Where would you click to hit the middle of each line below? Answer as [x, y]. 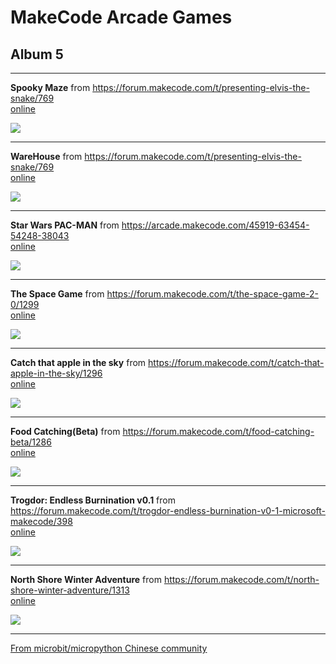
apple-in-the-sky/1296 [56, 373]
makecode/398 [41, 521]
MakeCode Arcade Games [121, 17]
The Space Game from [57, 294]
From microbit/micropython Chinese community [109, 648]
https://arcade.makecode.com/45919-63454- [215, 225]
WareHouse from [46, 156]
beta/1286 [31, 442]
